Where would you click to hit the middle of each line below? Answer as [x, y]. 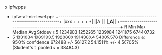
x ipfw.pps [15, 7]
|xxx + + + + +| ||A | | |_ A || [90, 22]
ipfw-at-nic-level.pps [33, 16]
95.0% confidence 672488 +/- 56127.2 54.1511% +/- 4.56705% [75, 42]
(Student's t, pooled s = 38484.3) [45, 47]
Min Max [137, 27]
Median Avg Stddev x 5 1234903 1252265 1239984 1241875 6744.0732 [83, 32]
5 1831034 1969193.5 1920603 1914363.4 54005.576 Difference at [78, 37]
